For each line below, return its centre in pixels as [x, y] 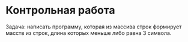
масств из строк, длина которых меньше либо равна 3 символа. [89, 33]
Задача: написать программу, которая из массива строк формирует [94, 27]
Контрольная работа [60, 10]
